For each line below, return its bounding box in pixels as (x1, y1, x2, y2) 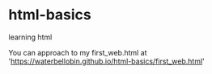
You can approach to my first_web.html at (8, 47, 147, 57)
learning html (8, 32, 53, 42)
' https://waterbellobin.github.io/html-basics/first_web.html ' (8, 56, 205, 66)
